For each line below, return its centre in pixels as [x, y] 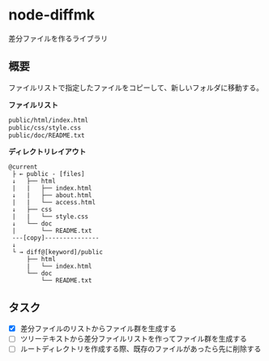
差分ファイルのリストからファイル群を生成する [98, 329]
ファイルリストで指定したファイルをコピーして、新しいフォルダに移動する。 [136, 88]
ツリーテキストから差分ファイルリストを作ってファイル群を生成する [133, 339]
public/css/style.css [45, 127]
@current [23, 167]
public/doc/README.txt [47, 135]
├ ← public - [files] [48, 174]
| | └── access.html [53, 203]
